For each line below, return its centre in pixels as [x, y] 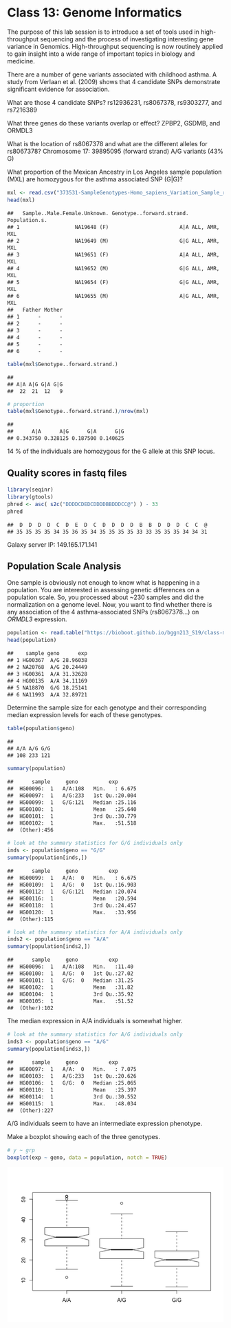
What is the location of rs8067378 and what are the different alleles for [107, 143]
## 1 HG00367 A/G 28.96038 [47, 661]
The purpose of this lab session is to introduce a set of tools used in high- [112, 32]
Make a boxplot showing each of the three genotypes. [84, 1136]
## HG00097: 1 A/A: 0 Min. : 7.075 [72, 1069]
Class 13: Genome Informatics [95, 13]
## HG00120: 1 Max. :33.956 [72, 912]
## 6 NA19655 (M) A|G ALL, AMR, [113, 296]
